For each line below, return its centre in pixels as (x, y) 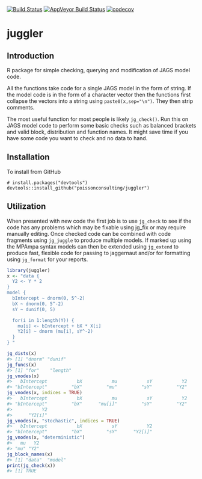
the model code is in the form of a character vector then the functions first (99, 94)
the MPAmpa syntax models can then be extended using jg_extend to (93, 246)
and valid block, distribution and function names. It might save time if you (97, 132)
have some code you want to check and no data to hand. (77, 138)
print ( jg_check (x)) (31, 465)
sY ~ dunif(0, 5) (34, 309)
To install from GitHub (34, 172)
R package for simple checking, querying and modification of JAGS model (99, 70)
